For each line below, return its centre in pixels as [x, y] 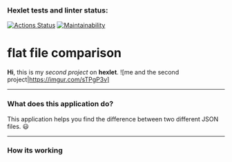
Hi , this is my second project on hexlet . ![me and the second [93, 72]
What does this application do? [60, 104]
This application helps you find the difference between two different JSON [113, 119]
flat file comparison [65, 53]
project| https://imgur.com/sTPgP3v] [58, 80]
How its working [35, 150]
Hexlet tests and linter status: [58, 10]
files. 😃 [18, 126]
